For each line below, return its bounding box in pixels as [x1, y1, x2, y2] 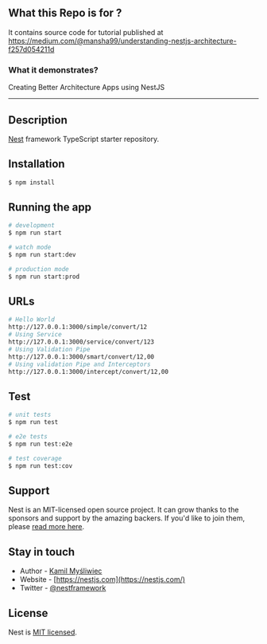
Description [8, 113, 68, 127]
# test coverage [8, 454, 62, 462]
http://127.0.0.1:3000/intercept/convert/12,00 [8, 367, 169, 375]
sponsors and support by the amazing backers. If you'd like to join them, [8, 513, 245, 523]
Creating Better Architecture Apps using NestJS [8, 83, 165, 92]
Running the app [8, 201, 91, 214]
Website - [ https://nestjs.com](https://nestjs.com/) [19, 575, 185, 584]
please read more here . [8, 522, 85, 532]
